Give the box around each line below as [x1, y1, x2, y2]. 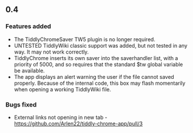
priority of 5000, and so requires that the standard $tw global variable [13, 61, 183, 68]
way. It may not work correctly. [13, 48, 89, 55]
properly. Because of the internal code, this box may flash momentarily [13, 79, 186, 87]
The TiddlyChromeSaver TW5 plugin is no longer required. [13, 35, 156, 43]
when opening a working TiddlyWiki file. [13, 85, 111, 93]
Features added [5, 22, 51, 31]
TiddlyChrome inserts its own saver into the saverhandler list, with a [13, 54, 178, 61]
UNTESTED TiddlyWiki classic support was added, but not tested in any [13, 42, 188, 49]
